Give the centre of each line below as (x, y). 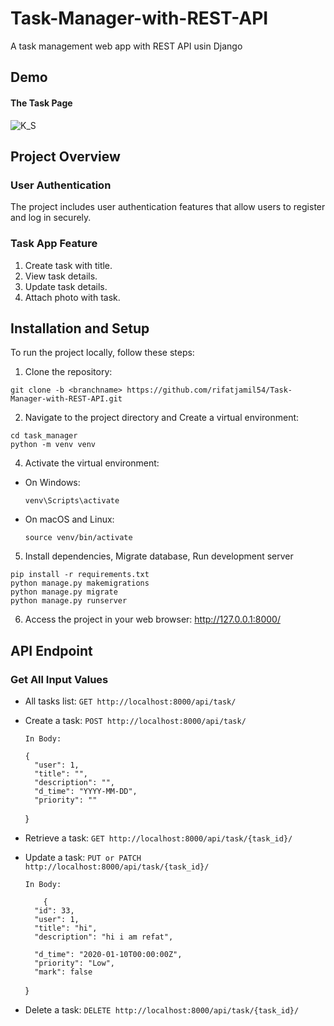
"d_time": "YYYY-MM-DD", (86, 792)
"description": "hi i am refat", (104, 937)
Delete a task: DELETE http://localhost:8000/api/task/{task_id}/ (162, 1010)
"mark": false (63, 972)
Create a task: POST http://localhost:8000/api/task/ (135, 721)
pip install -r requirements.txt (80, 575)
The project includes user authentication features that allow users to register (168, 207)
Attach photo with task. (72, 297)
